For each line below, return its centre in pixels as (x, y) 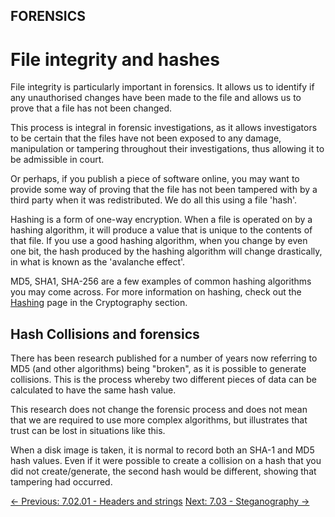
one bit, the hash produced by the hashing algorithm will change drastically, (166, 251)
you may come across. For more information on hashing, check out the (156, 292)
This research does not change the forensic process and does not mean (159, 410)
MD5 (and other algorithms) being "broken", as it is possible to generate (158, 369)
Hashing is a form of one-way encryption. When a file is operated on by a (161, 220)
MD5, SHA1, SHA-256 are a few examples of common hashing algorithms (161, 281)
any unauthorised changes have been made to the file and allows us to (156, 98)
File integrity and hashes (115, 59)
